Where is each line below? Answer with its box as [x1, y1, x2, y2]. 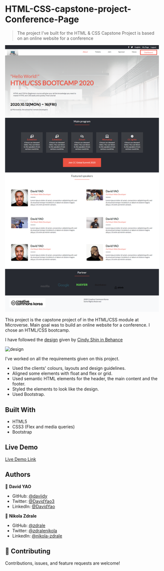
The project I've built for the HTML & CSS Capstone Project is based [17, 30, 155, 36]
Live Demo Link [5, 456, 37, 462]
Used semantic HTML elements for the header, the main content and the [12, 376, 158, 382]
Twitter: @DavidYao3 [12, 498, 55, 504]
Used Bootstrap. [12, 391, 45, 397]
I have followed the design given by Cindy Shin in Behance [5, 337, 123, 343]
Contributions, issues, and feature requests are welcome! [5, 560, 121, 566]
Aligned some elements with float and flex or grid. [12, 370, 113, 376]
